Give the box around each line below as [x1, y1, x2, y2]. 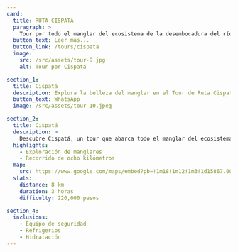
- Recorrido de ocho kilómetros [19, 155, 115, 162]
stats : [13, 175, 33, 182]
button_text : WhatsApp [13, 96, 80, 103]
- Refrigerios [19, 227, 61, 234]
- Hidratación [19, 234, 61, 241]
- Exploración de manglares [19, 148, 102, 155]
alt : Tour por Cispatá [19, 63, 87, 70]
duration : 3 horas [19, 187, 74, 195]
